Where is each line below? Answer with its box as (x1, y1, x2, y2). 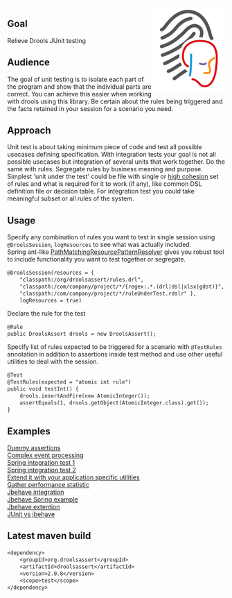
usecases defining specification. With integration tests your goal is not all (7, 151, 216, 159)
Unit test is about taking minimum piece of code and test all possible (7, 143, 202, 151)
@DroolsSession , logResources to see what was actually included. (7, 241, 192, 249)
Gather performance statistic (7, 481, 90, 489)
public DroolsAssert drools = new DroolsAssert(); (7, 331, 157, 338)
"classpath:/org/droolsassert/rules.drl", (19, 276, 144, 284)
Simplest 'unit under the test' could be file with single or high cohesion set (7, 172, 219, 181)
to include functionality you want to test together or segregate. (7, 255, 186, 264)
